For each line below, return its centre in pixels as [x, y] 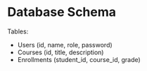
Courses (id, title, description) [60, 52]
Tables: [18, 31]
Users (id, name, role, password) [65, 45]
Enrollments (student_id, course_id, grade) [79, 59]
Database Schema [62, 12]
